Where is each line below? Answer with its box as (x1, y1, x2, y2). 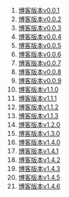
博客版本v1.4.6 (18, 182, 61, 190)
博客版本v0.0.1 (18, 6, 60, 14)
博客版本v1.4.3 (18, 165, 61, 172)
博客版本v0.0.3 (18, 24, 62, 32)
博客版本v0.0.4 (18, 32, 62, 41)
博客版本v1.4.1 (18, 147, 59, 155)
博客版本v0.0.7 (18, 59, 62, 67)
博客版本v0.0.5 (18, 42, 62, 49)
